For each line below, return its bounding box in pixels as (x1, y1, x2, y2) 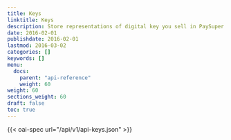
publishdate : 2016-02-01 (7, 36, 79, 43)
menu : (7, 61, 23, 68)
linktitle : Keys (7, 17, 54, 23)
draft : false (7, 100, 45, 107)
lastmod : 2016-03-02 (7, 42, 67, 49)
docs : (13, 68, 30, 74)
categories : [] (7, 49, 51, 56)
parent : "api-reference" (19, 74, 91, 81)
